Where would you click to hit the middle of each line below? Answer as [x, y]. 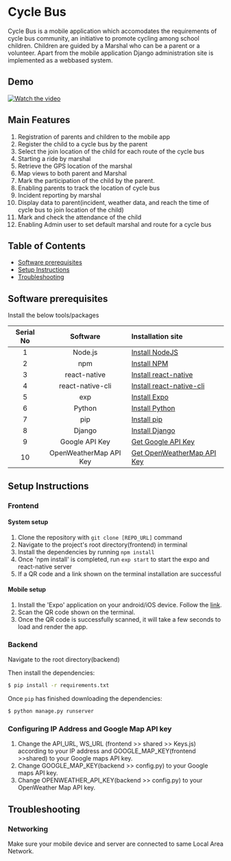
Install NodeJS [155, 353]
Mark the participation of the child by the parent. [86, 180]
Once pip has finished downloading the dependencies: [85, 699]
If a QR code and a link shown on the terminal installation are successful [119, 574]
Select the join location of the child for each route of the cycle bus [111, 151]
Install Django [153, 430]
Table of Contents [47, 246]
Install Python [153, 408]
